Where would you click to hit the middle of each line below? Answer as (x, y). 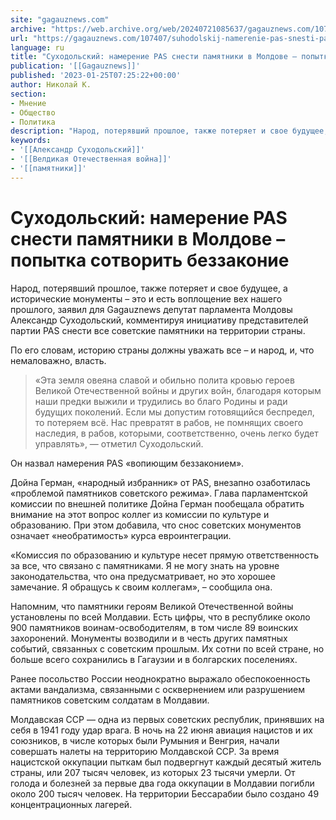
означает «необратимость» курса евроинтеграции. (121, 535)
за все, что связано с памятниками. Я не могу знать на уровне (145, 565)
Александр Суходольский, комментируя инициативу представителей (159, 320)
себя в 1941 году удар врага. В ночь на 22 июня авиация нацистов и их (161, 730)
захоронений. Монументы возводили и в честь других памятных (149, 638)
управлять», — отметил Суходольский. (119, 443)
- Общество (33, 112)
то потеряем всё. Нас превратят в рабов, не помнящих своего (169, 422)
